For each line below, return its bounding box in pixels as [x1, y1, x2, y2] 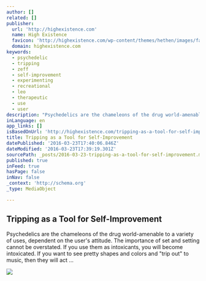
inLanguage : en [6, 117, 45, 123]
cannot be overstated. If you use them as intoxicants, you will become [6, 243, 183, 250]
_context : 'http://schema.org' [6, 180, 86, 187]
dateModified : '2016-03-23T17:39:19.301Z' [6, 145, 116, 152]
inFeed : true [6, 163, 40, 169]
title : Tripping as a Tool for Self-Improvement [6, 134, 133, 141]
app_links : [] [6, 123, 43, 129]
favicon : [12, 37, 34, 44]
